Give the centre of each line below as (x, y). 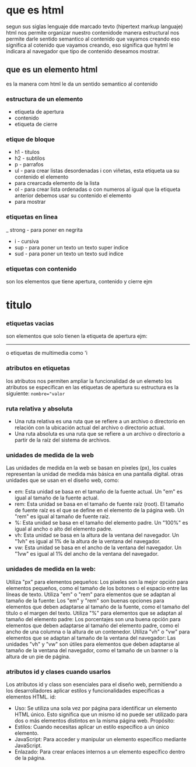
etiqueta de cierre (36, 124)
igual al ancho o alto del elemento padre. (63, 529)
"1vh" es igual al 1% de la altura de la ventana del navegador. (87, 542)
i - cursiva (27, 241)
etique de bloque (31, 139)
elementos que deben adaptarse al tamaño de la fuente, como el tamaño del (98, 607)
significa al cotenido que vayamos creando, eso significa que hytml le (90, 45)
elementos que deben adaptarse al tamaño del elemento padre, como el (92, 625)
